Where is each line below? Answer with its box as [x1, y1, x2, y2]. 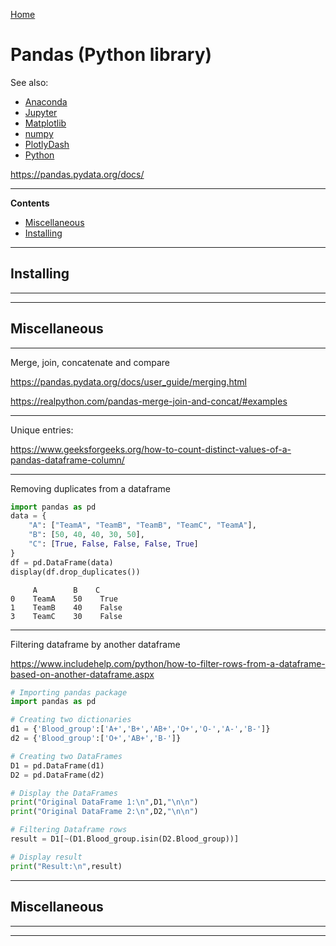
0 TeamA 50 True [10, 594, 118, 604]
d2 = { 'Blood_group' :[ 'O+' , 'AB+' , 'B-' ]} [10, 734, 182, 744]
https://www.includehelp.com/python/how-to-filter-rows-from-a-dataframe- [10, 657, 326, 669]
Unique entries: [10, 424, 74, 436]
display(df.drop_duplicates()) [10, 567, 141, 577]
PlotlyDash [24, 138, 70, 150]
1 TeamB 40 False [10, 602, 123, 613]
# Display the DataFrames [10, 788, 118, 798]
